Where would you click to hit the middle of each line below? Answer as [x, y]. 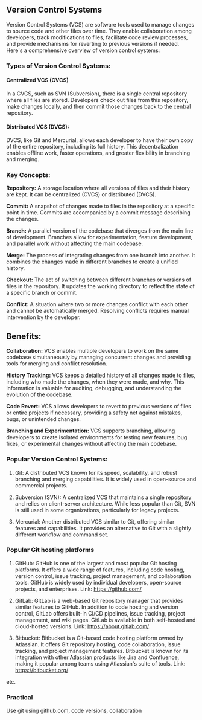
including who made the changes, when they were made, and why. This [95, 382]
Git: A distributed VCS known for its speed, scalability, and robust [96, 472]
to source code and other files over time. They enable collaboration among [99, 31]
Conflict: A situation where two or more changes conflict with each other [97, 304]
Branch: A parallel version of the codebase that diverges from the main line [100, 231]
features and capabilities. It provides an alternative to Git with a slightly [103, 528]
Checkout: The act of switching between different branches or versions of [99, 280]
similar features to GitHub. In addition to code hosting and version [97, 607]
